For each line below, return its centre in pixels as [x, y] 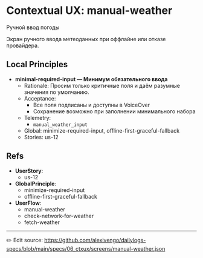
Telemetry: [37, 117]
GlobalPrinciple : [35, 184]
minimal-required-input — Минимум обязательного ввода [91, 79]
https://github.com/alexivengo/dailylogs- [95, 240]
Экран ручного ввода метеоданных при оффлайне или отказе [86, 39]
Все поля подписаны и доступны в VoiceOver [92, 105]
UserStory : [29, 171]
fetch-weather [42, 222]
